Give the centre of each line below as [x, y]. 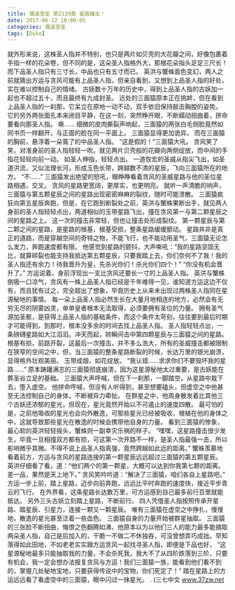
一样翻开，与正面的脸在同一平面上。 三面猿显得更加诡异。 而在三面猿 [125, 133]
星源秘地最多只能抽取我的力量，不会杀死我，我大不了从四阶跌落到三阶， [111, 554]
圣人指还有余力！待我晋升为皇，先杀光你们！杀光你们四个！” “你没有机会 [112, 264]
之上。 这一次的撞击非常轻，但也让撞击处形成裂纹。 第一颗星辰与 [125, 221]
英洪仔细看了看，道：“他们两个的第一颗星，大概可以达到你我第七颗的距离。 [116, 466]
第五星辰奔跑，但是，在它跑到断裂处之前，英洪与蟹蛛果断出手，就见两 [120, 203]
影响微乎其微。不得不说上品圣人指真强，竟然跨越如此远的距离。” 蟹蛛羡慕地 [115, 448]
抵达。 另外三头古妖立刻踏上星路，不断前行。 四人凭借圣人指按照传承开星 [113, 501]
